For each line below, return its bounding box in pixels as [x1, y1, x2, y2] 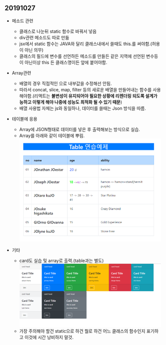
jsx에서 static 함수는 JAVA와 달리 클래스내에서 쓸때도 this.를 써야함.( [19, 41, 152, 47]
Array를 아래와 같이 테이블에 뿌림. [19, 133, 85, 138]
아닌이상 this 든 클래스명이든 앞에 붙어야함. [24, 59, 108, 65]
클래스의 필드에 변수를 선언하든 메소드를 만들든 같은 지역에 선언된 [19, 53, 145, 59]
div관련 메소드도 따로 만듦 [19, 34, 70, 40]
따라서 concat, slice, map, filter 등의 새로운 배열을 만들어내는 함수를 [19, 86, 152, 92]
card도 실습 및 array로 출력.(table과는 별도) [19, 258, 104, 264]
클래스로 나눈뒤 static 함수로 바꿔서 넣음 [19, 28, 97, 34]
